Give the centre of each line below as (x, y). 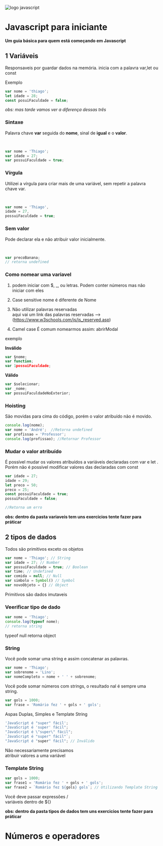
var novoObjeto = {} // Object (37, 585)
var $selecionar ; (23, 384)
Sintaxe (14, 122)
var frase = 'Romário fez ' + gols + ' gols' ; (53, 705)
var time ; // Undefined (29, 572)
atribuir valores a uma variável (35, 755)
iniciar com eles (28, 290)
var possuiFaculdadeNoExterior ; (38, 393)
